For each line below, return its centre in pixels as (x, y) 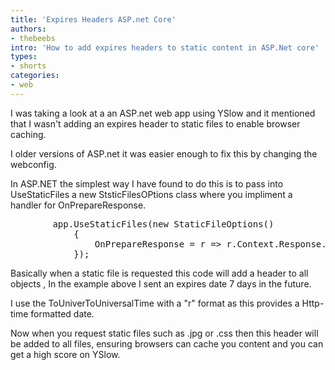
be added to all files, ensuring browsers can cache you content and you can (167, 343)
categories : (35, 76)
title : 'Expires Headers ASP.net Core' (93, 19)
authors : (28, 29)
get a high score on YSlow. (65, 354)
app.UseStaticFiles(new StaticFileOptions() (163, 224)
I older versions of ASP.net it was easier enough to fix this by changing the (164, 153)
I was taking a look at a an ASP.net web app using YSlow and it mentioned (163, 113)
